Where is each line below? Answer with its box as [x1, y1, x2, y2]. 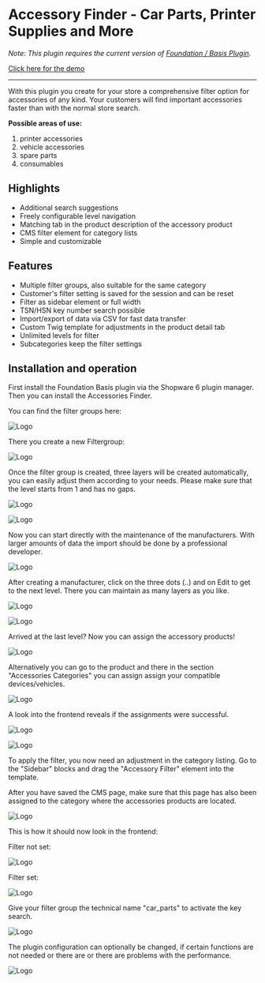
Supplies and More [8, 22, 134, 40]
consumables [19, 159, 64, 168]
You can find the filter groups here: [8, 407, 122, 416]
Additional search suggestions [19, 203, 119, 212]
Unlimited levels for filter [19, 330, 100, 340]
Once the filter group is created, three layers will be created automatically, [8, 467, 249, 477]
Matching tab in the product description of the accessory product [19, 219, 233, 229]
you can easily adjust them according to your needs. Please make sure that [8, 476, 252, 486]
